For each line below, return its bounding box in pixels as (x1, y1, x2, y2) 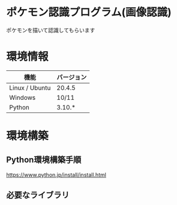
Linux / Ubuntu (9, 84, 51, 92)
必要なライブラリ (6, 190, 70, 200)
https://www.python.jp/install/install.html (6, 171, 107, 178)
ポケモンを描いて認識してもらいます (6, 26, 95, 34)
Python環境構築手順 (6, 155, 82, 165)
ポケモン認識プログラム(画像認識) (6, 5, 172, 19)
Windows (9, 93, 36, 102)
